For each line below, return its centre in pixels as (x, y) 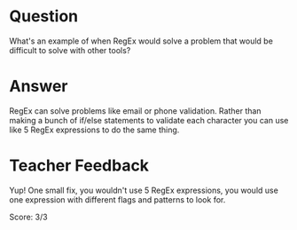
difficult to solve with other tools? (70, 50)
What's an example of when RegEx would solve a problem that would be (141, 41)
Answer (39, 87)
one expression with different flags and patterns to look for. (117, 199)
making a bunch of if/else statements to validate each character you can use (149, 120)
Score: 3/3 (28, 217)
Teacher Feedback (79, 166)
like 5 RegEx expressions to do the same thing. (94, 130)
